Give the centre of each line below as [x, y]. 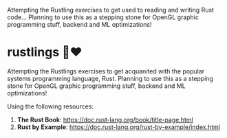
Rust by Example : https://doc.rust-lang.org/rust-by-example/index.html [118, 127]
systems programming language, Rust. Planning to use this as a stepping [110, 78]
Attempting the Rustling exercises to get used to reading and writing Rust [111, 10]
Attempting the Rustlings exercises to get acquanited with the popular [106, 71]
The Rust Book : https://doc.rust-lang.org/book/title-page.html [105, 119]
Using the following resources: [51, 106]
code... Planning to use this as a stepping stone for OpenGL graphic [103, 17]
